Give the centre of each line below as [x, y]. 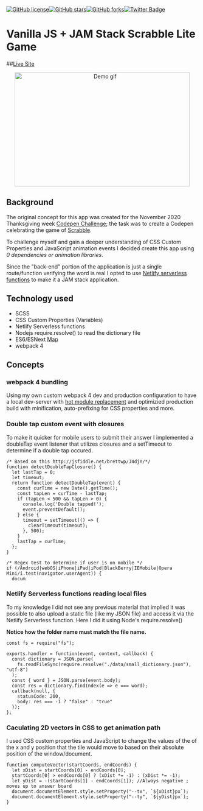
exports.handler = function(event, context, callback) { [80, 654]
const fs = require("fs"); [40, 643]
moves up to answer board [39, 786]
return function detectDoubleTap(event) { [66, 483]
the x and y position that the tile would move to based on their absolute [95, 747]
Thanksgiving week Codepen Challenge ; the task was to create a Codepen [100, 223]
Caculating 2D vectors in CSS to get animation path [84, 728]
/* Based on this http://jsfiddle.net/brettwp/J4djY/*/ [78, 462]
